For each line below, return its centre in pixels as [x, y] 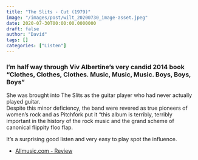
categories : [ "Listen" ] [36, 46]
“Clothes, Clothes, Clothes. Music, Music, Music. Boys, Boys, [99, 75]
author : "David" [27, 35]
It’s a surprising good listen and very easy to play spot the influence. [92, 139]
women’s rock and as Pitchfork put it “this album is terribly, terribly [90, 115]
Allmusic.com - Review [44, 151]
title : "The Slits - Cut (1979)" [49, 12]
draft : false [23, 29]
